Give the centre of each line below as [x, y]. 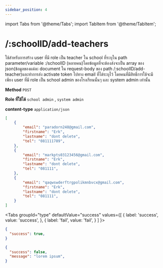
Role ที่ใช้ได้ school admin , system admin [44, 99]
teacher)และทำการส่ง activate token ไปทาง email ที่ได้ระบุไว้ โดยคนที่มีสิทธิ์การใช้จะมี [79, 74]
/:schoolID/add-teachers [57, 44]
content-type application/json [37, 109]
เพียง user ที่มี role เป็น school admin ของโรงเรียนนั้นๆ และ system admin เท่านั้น [78, 80]
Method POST [18, 89]
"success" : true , [27, 234]
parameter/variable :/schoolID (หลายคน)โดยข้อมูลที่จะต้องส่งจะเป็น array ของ [75, 63]
